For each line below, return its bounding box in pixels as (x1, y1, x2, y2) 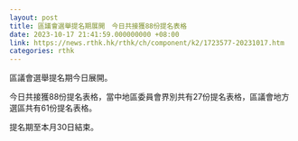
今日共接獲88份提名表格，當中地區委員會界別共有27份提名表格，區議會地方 (9, 92, 290, 102)
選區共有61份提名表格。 (9, 102, 98, 113)
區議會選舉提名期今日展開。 (9, 73, 113, 84)
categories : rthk (9, 47, 75, 56)
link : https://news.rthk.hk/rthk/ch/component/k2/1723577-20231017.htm (9, 38, 284, 48)
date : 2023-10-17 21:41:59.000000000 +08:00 (9, 30, 180, 39)
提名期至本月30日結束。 (9, 122, 99, 133)
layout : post (9, 13, 59, 22)
